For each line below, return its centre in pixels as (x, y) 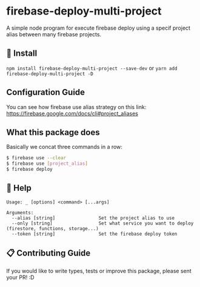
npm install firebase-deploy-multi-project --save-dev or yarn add (92, 68)
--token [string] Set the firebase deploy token (95, 234)
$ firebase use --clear (36, 158)
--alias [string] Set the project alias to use (93, 218)
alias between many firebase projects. (54, 34)
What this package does (53, 132)
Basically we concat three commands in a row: (65, 147)
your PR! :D (20, 277)
